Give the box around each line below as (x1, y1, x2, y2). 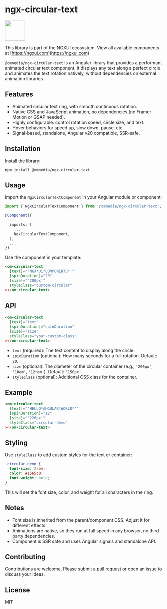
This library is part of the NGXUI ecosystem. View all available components (5, 44, 160, 51)
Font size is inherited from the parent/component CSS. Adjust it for (12, 517, 150, 523)
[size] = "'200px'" (9, 278, 46, 283)
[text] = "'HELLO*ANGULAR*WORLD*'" (9, 406, 79, 411)
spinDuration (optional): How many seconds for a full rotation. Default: (12, 352, 158, 359)
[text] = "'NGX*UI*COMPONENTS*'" (9, 269, 75, 274)
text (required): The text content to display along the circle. (12, 347, 135, 353)
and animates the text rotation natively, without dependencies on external (5, 70, 156, 76)
